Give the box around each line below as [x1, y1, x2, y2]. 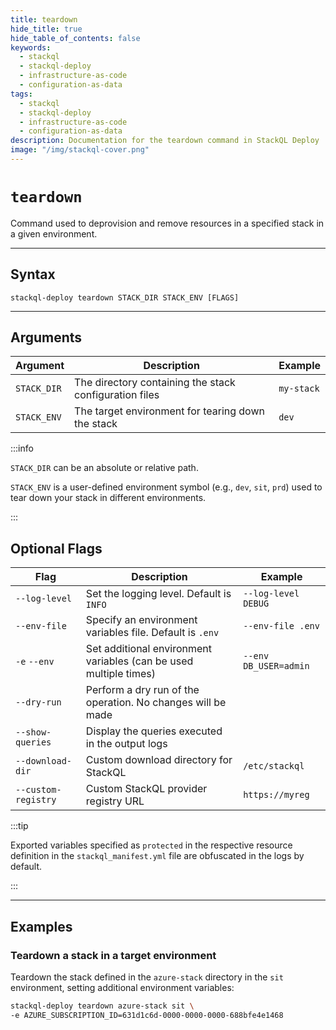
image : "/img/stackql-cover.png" [10, 145, 150, 155]
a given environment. [10, 227, 98, 240]
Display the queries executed [85, 724, 223, 738]
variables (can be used [85, 654, 194, 668]
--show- [15, 727, 52, 738]
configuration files [74, 388, 160, 402]
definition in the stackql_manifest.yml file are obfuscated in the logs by [10, 850, 305, 862]
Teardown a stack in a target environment [10, 948, 217, 962]
